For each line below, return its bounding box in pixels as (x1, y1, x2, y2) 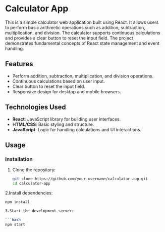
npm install (5, 199, 30, 204)
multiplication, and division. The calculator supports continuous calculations (5, 30, 161, 36)
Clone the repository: (12, 167, 56, 173)
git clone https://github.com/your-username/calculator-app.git (12, 176, 148, 182)
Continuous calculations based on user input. (12, 78, 105, 84)
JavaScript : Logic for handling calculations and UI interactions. (12, 126, 142, 132)
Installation (5, 155, 33, 162)
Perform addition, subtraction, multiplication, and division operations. (12, 73, 154, 79)
